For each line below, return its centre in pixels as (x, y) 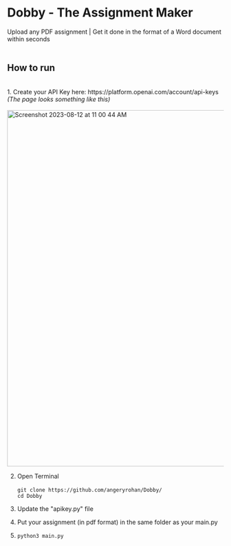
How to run (31, 68)
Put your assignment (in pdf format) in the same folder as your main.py (117, 522)
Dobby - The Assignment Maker (100, 13)
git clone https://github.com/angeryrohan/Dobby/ (90, 490)
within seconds (29, 39)
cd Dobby (30, 496)
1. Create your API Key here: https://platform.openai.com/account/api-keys (113, 91)
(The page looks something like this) (59, 99)
